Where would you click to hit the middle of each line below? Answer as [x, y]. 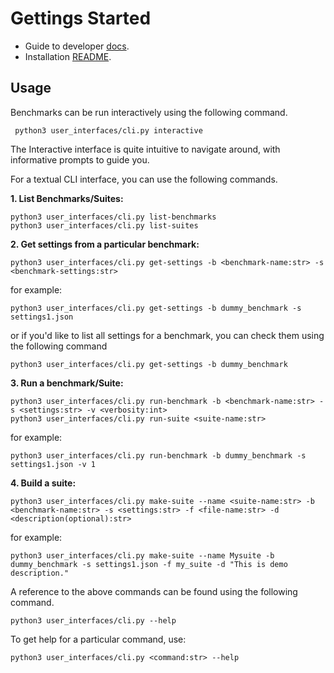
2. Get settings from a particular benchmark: [105, 244]
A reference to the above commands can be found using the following [154, 591]
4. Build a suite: [43, 483]
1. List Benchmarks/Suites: [67, 198]
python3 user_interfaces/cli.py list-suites [104, 225]
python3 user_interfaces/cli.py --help [93, 620]
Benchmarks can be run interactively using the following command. [149, 112]
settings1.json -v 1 [53, 464]
